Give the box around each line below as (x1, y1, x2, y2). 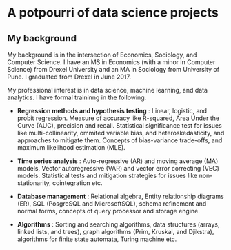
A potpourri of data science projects (7, 5, 219, 21)
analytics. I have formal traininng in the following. (7, 93, 147, 102)
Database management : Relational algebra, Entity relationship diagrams (17, 192, 224, 200)
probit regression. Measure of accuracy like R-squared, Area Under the (17, 114, 219, 122)
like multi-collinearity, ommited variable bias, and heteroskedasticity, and (17, 129, 225, 137)
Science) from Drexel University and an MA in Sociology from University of (7, 66, 219, 73)
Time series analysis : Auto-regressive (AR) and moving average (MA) (17, 157, 219, 165)
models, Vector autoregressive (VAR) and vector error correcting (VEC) (17, 164, 219, 172)
